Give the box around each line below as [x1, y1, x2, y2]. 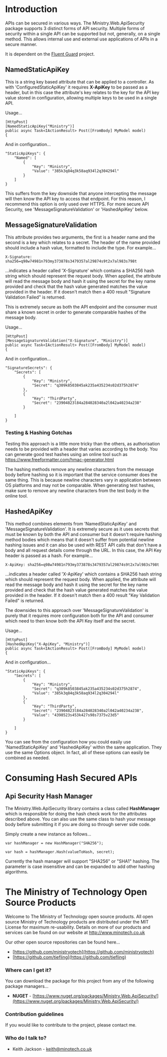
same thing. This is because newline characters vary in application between [5, 476, 161, 483]
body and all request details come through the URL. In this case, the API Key [5, 547, 162, 553]
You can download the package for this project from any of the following [5, 977, 154, 983]
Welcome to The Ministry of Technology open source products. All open [5, 913, 154, 919]
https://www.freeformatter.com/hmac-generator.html [5, 456, 114, 462]
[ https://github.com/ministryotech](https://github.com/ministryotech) [12, 948, 155, 954]
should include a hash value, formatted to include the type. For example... [5, 244, 157, 250]
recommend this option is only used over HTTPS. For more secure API [5, 201, 150, 207]
